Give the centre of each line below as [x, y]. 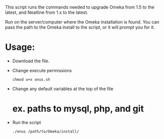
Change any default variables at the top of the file [63, 89]
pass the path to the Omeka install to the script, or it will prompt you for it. [80, 27]
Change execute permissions [42, 70]
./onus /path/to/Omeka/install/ [45, 131]
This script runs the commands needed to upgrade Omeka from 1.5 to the [80, 7]
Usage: [20, 47]
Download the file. [31, 61]
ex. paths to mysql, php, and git [78, 109]
